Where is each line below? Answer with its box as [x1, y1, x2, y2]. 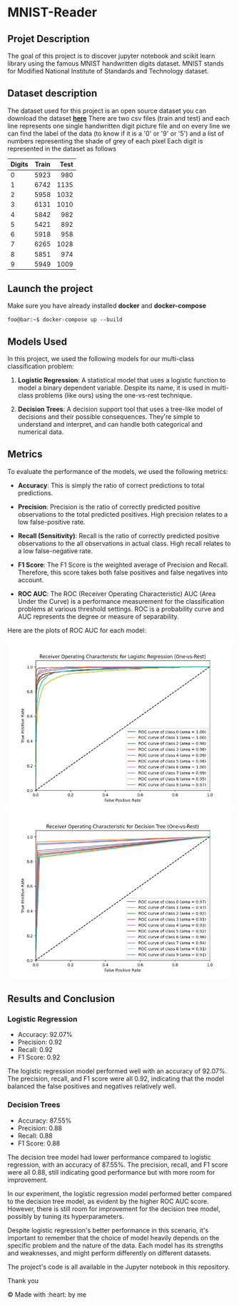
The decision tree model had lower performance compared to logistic [7, 1153, 212, 1161]
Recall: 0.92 [17, 1046, 54, 1054]
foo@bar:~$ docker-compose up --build [7, 316, 123, 323]
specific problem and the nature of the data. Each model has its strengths [7, 1241, 223, 1250]
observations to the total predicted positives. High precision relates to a [17, 510, 228, 518]
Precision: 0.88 [17, 1123, 63, 1132]
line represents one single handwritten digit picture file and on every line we [7, 121, 230, 130]
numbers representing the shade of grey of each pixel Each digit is [7, 136, 203, 145]
